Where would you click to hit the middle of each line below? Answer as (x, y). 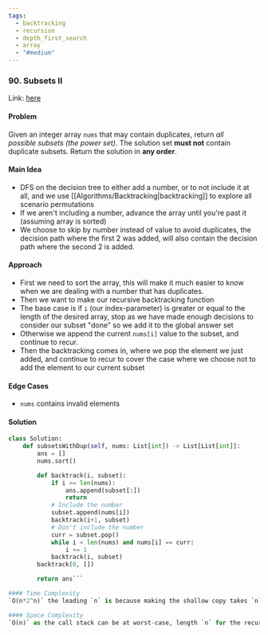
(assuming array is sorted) (63, 221)
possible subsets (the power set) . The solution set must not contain (120, 143)
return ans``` (60, 579)
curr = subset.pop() (85, 535)
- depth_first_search (51, 38)
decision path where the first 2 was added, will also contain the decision (138, 238)
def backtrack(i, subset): (82, 475)
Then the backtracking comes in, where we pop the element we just (131, 350)
